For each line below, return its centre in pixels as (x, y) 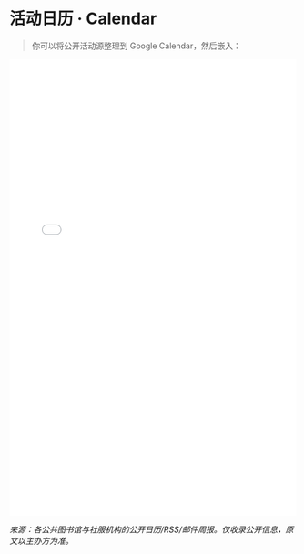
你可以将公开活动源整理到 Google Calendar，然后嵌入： (136, 46)
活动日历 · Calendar (83, 19)
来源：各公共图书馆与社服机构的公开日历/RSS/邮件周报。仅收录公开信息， (148, 529)
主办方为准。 (49, 540)
